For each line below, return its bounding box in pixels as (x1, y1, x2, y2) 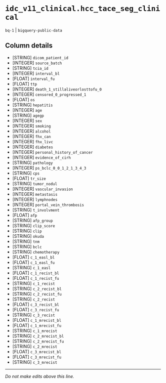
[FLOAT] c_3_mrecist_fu (12, 354, 62, 360)
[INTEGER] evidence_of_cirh (12, 154, 71, 160)
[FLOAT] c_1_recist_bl (12, 270, 59, 276)
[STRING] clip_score (12, 222, 55, 228)
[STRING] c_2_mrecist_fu (12, 338, 64, 344)
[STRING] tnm (12, 238, 40, 244)
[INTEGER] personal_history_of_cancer (12, 149, 93, 155)
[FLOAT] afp (12, 212, 37, 218)
